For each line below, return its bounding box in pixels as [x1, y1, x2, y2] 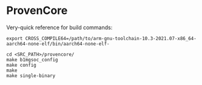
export [6, 35, 23, 41]
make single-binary [6, 72, 56, 79]
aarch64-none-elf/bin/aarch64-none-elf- [6, 41, 110, 47]
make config [6, 62, 36, 68]
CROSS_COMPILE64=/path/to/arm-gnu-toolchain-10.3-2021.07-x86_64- [25, 35, 197, 41]
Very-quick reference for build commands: [6, 24, 113, 31]
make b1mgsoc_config [6, 56, 59, 63]
